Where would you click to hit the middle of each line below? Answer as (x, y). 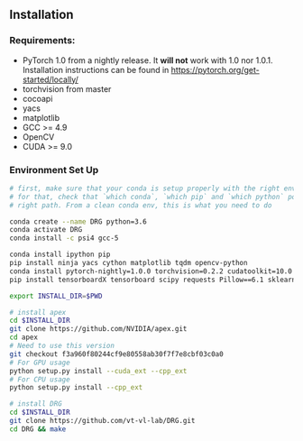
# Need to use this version (62, 346)
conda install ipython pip (60, 255)
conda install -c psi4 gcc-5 (64, 238)
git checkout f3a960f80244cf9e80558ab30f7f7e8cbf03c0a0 (116, 354)
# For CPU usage (40, 379)
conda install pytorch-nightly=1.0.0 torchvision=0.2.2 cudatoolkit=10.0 (151, 271)
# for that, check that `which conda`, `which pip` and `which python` (147, 197)
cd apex (24, 337)
